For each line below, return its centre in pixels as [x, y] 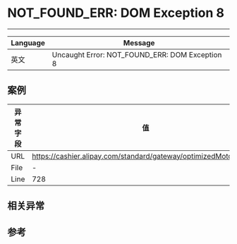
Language [28, 42]
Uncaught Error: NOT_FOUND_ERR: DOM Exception [137, 54]
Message [139, 42]
